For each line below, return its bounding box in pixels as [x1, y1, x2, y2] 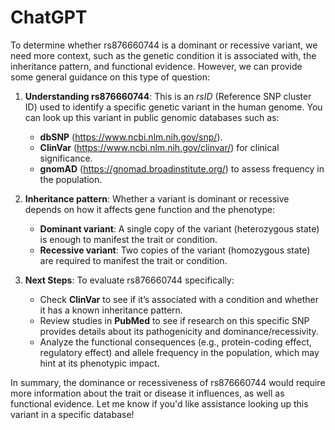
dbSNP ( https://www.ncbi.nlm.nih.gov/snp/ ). [39, 131, 223, 143]
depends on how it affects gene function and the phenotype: [24, 203, 276, 215]
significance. [39, 152, 93, 164]
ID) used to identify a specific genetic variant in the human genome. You [24, 101, 323, 113]
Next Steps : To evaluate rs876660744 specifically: [24, 274, 235, 286]
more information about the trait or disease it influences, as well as [10, 387, 285, 399]
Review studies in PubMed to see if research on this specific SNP [39, 314, 310, 326]
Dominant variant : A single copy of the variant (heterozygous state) [39, 222, 320, 235]
